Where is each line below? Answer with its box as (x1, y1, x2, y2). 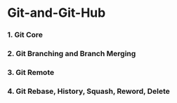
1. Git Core (7, 30, 44, 40)
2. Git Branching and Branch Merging (7, 49, 136, 59)
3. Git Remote (7, 67, 55, 77)
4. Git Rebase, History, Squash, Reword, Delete (7, 86, 170, 96)
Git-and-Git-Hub (7, 5, 106, 21)
